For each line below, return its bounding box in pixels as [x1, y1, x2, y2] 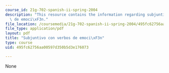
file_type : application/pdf [5, 26, 64, 31]
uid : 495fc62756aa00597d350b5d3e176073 [5, 45, 89, 50]
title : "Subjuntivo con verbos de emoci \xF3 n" [5, 36, 105, 41]
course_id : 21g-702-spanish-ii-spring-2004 [5, 7, 98, 13]
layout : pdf [5, 31, 30, 36]
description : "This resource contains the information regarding [5, 12, 145, 17]
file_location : [5, 21, 37, 27]
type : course [5, 40, 33, 45]
